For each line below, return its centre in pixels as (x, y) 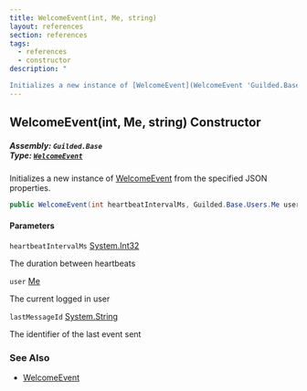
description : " (38, 69)
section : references (49, 35)
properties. (30, 188)
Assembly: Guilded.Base (56, 145)
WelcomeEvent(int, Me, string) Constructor (136, 123)
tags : (20, 43)
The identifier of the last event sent (75, 334)
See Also (30, 358)
